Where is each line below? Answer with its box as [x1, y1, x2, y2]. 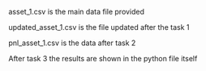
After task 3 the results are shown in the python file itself [8, 54, 198, 63]
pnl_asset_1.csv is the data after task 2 [8, 38, 136, 48]
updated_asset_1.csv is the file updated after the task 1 [8, 23, 190, 31]
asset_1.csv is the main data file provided [8, 7, 144, 16]
